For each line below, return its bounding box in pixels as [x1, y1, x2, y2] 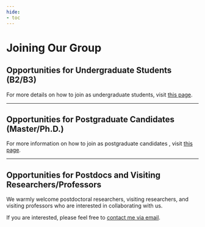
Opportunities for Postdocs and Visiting [6, 170, 160, 180]
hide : [6, 9, 20, 15]
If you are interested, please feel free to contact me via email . [6, 214, 160, 222]
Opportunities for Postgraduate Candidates [6, 114, 175, 124]
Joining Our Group [6, 41, 102, 55]
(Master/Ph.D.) [6, 123, 64, 134]
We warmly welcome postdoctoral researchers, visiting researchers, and [6, 196, 189, 203]
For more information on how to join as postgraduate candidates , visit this [6, 140, 193, 147]
